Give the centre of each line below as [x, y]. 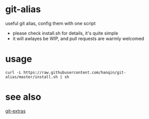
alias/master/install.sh [32, 77]
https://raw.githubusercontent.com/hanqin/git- [75, 72]
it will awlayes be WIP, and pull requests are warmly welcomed [78, 38]
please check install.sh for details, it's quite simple [65, 33]
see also [23, 97]
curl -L [13, 72]
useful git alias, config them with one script [50, 23]
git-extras [16, 111]
